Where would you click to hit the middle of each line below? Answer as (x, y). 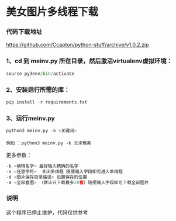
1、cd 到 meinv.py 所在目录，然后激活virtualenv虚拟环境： (89, 61)
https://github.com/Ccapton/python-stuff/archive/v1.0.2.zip (77, 45)
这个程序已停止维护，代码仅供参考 (47, 212)
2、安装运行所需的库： (38, 89)
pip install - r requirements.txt (47, 102)
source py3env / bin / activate (40, 74)
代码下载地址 (24, 32)
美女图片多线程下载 (52, 12)
